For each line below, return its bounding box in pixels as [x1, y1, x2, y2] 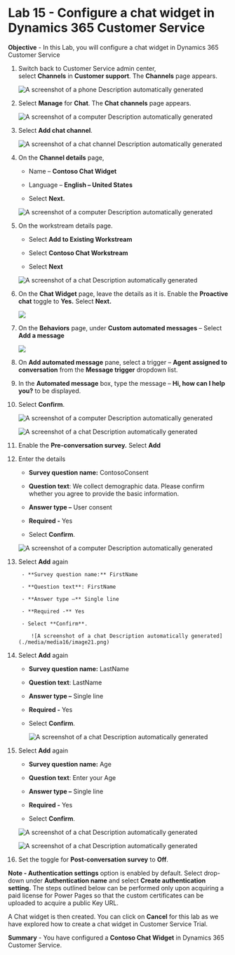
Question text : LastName [28, 678, 102, 687]
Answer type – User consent [28, 502, 113, 511]
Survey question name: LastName [28, 664, 129, 673]
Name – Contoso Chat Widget [28, 167, 117, 175]
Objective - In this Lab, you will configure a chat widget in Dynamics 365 [8, 43, 220, 51]
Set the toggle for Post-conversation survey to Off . [18, 855, 169, 864]
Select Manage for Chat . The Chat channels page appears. [18, 98, 192, 107]
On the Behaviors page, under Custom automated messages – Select [18, 323, 222, 332]
